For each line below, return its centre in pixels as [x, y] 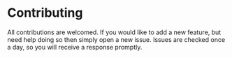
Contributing [45, 13]
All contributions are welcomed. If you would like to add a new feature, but [114, 32]
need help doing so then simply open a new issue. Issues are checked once [116, 39]
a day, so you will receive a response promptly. [75, 47]
